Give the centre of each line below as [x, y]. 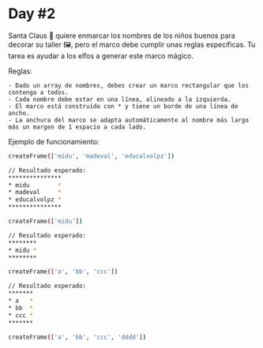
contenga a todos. [38, 92]
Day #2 [32, 14]
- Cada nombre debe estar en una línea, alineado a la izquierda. [120, 99]
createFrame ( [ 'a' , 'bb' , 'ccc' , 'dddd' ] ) [77, 337]
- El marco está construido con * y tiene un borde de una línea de [123, 106]
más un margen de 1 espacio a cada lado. [77, 127]
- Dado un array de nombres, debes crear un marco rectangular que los [128, 85]
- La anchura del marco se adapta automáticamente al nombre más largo [128, 120]
